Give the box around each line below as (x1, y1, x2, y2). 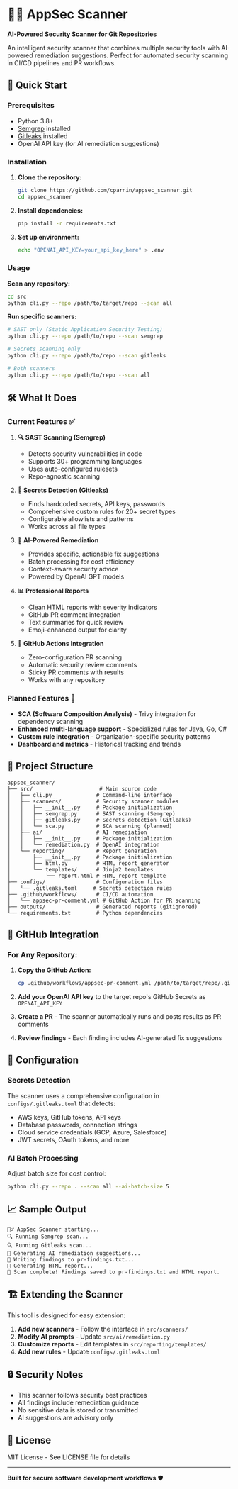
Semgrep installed (17, 124, 71, 133)
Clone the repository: (17, 173, 82, 182)
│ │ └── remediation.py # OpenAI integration (7, 841, 160, 848)
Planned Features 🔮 (7, 693, 76, 703)
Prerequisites (7, 101, 55, 111)
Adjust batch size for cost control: (7, 1169, 106, 1178)
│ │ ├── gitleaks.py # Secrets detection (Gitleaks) (7, 816, 192, 823)
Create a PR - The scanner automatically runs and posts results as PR (17, 1013, 222, 1021)
